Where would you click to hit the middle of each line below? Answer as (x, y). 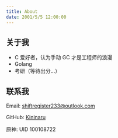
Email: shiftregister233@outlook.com (51, 106)
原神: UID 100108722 (31, 129)
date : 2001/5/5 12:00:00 (36, 17)
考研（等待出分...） (37, 71)
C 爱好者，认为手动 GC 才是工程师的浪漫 (63, 58)
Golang (23, 64)
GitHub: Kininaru (26, 117)
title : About (22, 11)
